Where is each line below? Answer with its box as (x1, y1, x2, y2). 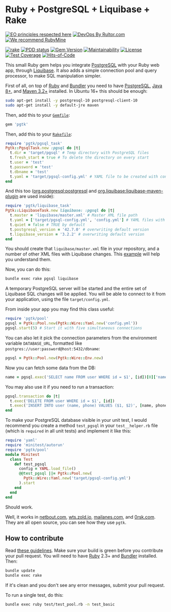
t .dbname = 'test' (10, 169, 49, 174)
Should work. (5, 504, 33, 510)
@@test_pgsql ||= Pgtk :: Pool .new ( (18, 471, 93, 476)
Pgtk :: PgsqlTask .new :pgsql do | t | (5, 145, 81, 151)
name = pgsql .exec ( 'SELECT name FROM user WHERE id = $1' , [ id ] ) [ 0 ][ (5, 374, 156, 379)
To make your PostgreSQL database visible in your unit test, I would (5, 417, 147, 423)
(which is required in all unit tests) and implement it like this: (5, 428, 131, 434)
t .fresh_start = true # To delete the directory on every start (10, 155, 149, 160)
